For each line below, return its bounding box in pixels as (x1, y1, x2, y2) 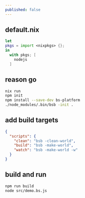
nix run (5, 89, 21, 94)
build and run (5, 170, 47, 179)
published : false (5, 7, 41, 12)
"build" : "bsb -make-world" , (14, 143, 74, 148)
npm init (5, 93, 23, 98)
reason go (5, 75, 37, 84)
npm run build (5, 184, 34, 189)
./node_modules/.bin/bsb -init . (5, 102, 74, 107)
